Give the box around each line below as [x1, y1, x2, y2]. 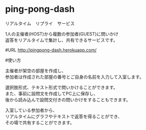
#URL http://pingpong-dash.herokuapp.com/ [5, 47, 97, 53]
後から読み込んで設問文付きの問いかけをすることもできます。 [5, 96, 131, 102]
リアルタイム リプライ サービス [5, 20, 75, 26]
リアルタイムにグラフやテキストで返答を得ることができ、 [5, 113, 123, 119]
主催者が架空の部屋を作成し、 [5, 68, 66, 74]
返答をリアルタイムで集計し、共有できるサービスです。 [5, 37, 118, 43]
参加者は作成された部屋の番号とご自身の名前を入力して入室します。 [5, 74, 144, 80]
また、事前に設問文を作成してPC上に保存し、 [5, 90, 98, 96]
